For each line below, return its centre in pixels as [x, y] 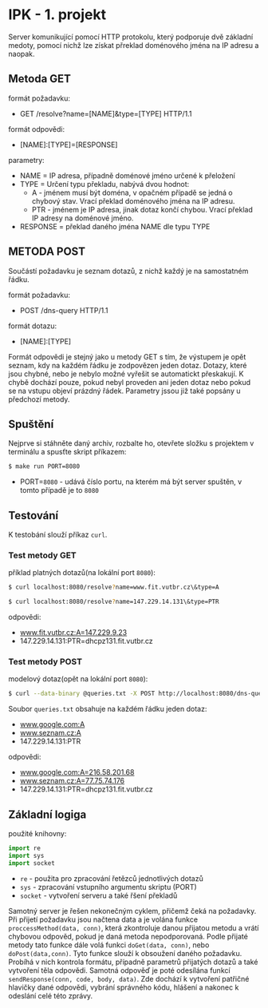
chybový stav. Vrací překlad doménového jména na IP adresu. [133, 200]
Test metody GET [43, 555]
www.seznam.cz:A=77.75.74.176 [72, 781]
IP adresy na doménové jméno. [83, 218]
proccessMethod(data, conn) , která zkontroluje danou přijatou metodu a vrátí [134, 927]
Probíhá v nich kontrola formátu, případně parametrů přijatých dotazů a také [133, 962]
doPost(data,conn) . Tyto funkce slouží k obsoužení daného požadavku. [125, 953]
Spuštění [31, 424]
